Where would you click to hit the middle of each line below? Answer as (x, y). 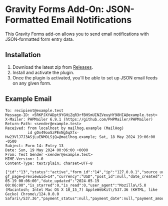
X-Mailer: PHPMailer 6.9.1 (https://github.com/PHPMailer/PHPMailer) (79, 119)
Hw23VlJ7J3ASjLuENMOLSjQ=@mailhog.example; (51, 137)
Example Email (28, 99)
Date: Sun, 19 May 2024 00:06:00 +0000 (47, 150)
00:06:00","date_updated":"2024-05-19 (59, 181)
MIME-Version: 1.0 (24, 159)
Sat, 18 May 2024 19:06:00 (127, 137)
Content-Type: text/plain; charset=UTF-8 (49, 163)
